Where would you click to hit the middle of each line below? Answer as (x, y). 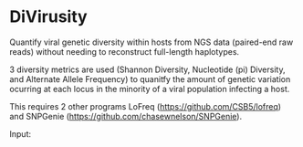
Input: (21, 133)
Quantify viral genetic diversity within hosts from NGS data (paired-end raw (151, 42)
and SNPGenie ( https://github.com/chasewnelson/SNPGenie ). (126, 116)
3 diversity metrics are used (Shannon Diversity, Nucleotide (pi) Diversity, (147, 69)
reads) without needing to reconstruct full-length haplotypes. (125, 51)
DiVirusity (49, 17)
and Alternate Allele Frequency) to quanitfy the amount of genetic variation (150, 79)
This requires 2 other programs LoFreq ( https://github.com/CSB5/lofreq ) (145, 106)
